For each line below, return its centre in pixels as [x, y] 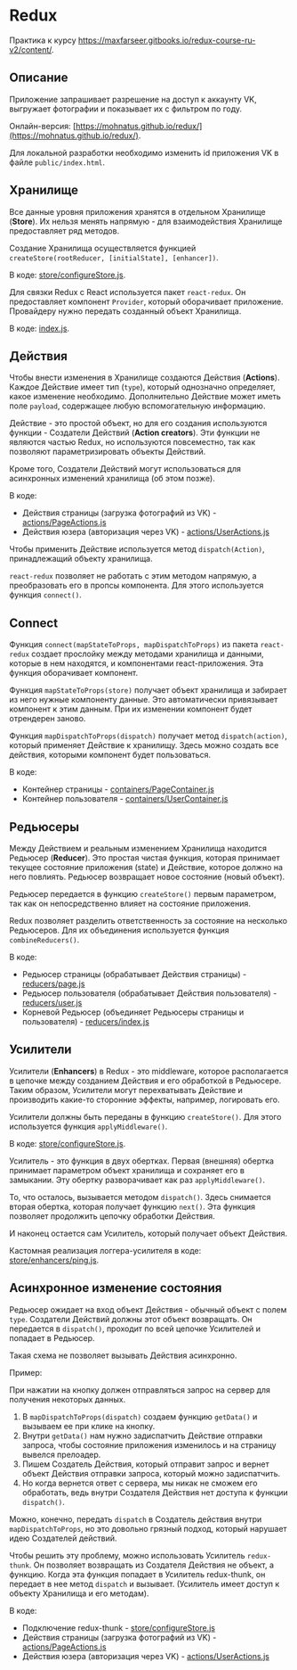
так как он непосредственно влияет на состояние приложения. [130, 903]
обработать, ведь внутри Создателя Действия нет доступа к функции [155, 1492]
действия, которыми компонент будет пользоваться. [110, 755]
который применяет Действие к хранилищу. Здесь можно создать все [144, 745]
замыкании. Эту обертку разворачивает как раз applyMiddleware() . [137, 1180]
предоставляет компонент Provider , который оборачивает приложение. [146, 301]
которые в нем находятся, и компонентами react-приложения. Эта [136, 663]
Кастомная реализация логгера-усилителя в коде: [105, 1250]
